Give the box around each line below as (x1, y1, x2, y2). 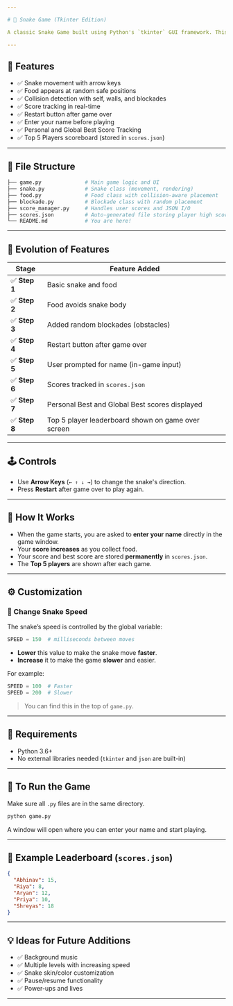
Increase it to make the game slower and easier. (17, 656, 156, 665)
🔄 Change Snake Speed (7, 607, 88, 616)
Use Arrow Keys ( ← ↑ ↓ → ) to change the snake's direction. (17, 477, 187, 486)
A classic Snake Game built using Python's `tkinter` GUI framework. (7, 28, 213, 35)
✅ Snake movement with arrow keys (17, 79, 121, 87)
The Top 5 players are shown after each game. (17, 559, 152, 568)
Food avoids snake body (47, 300, 127, 309)
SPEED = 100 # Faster (7, 683, 73, 690)
